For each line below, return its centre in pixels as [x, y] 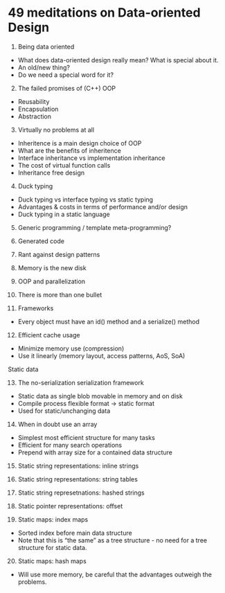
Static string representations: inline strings [78, 466]
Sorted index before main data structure [75, 533]
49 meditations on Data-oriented [104, 13]
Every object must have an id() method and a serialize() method [109, 321]
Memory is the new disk [52, 267]
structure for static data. [52, 547]
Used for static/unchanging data [64, 411]
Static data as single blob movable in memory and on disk [100, 396]
